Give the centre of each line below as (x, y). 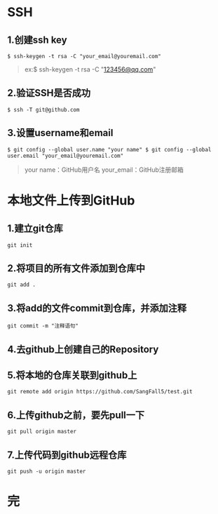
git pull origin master (42, 432)
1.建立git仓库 (35, 229)
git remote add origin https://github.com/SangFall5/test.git (100, 392)
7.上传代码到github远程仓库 (67, 455)
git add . (22, 285)
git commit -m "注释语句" (43, 326)
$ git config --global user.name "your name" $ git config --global (109, 149)
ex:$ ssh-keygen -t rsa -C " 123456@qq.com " (90, 69)
